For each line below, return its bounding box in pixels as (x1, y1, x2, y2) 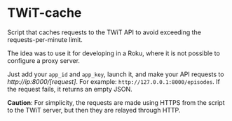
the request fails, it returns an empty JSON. (7, 85, 133, 93)
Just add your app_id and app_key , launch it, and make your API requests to (7, 70, 224, 78)
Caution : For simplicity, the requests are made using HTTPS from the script (7, 98, 226, 106)
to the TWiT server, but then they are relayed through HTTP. (7, 106, 181, 114)
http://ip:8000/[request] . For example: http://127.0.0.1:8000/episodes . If (7, 77, 221, 85)
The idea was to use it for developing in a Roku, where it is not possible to (7, 49, 221, 57)
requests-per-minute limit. (7, 35, 83, 43)
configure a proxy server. (7, 56, 81, 64)
